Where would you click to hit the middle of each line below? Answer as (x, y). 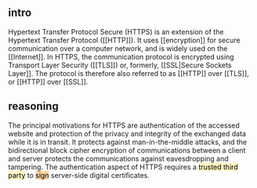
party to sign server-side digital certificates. (79, 175)
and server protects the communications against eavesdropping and (118, 158)
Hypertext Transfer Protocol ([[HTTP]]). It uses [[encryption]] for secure (124, 40)
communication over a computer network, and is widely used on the (118, 48)
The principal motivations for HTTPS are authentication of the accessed (124, 125)
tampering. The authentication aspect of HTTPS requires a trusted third (123, 167)
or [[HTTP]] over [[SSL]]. (48, 81)
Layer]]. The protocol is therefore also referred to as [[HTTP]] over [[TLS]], (128, 73)
